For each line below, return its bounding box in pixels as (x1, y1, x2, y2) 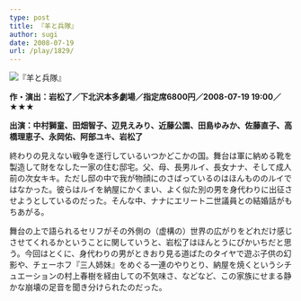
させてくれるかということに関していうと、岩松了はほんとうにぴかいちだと (9, 237, 285, 248)
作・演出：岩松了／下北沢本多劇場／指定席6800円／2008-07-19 (9, 92, 250, 102)
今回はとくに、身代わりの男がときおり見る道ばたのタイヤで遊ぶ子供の (24, 248, 284, 259)
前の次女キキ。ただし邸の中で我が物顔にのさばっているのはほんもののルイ (9, 173, 285, 184)
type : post (9, 13, 50, 22)
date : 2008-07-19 (9, 38, 75, 48)
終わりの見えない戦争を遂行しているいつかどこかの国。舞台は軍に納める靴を (9, 150, 293, 162)
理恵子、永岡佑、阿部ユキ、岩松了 (16, 131, 144, 142)
